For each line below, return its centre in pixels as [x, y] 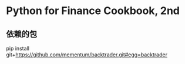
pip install [18, 48]
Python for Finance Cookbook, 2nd [93, 11]
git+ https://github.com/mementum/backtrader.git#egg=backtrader [87, 55]
